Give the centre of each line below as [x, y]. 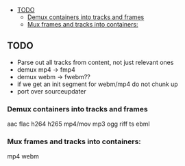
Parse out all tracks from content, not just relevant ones [95, 62]
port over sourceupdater [52, 91]
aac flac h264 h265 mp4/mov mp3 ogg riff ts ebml [78, 124]
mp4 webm [23, 156]
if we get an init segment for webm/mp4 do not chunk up [97, 84]
